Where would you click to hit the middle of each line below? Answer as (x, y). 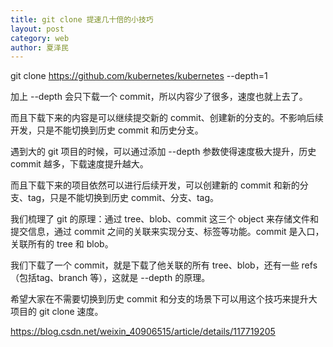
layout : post (37, 29)
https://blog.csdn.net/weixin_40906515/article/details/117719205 (143, 332)
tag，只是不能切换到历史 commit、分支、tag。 (123, 198)
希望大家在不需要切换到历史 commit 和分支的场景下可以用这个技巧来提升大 (164, 299)
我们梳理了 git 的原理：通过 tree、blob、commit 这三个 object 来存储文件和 (165, 219)
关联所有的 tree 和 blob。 (62, 244)
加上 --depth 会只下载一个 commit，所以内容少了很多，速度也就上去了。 (159, 97)
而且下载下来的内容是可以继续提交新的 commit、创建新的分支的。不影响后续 (167, 118)
